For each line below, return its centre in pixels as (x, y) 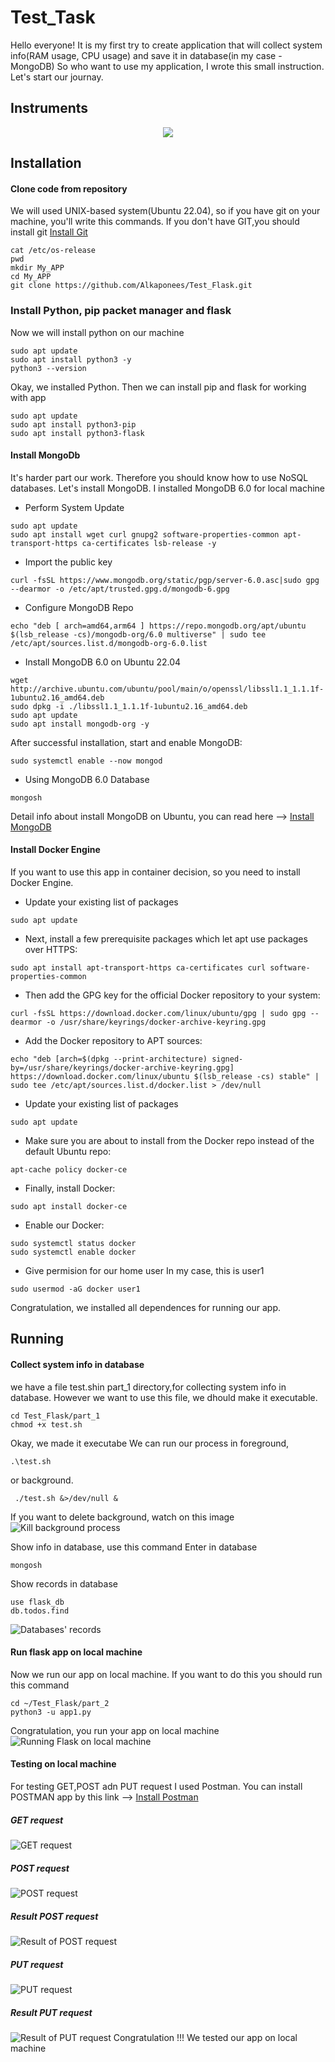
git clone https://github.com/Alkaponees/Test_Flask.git (131, 286)
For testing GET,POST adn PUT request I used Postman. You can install (156, 1787)
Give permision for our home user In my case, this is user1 (144, 1271)
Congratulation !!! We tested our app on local (205, 2037)
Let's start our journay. (57, 77)
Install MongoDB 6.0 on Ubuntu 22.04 (103, 662)
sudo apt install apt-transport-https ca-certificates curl (138, 968)
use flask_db (37, 1602)
